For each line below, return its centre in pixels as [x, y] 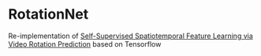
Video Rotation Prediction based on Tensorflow [85, 44]
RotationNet [48, 14]
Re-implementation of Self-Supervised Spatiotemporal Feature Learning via [131, 36]
